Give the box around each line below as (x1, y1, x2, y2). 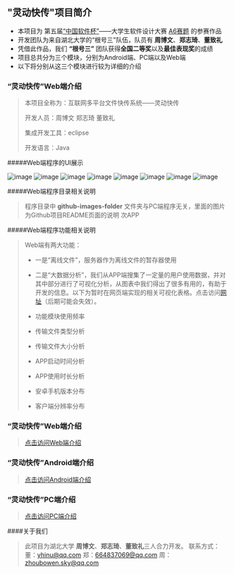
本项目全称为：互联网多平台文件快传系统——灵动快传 (24, 99, 180, 107)
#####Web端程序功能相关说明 (7, 226, 97, 235)
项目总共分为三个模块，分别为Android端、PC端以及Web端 (17, 53, 186, 61)
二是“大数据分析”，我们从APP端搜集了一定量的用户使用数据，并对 (35, 270, 226, 280)
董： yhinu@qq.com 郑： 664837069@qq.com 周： (24, 551, 172, 559)
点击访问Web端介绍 (24, 439, 82, 447)
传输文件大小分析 (35, 342, 85, 351)
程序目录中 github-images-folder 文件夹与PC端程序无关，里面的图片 (24, 202, 226, 211)
